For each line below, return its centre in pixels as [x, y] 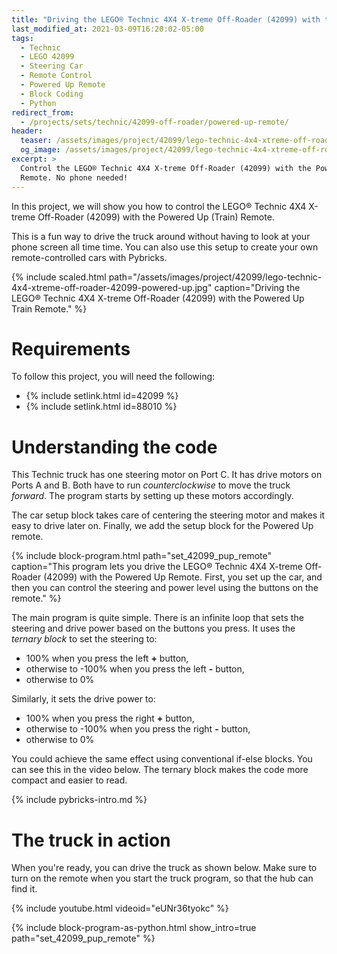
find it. [24, 889]
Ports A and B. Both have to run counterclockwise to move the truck [151, 485]
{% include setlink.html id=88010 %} [101, 407]
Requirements [71, 348]
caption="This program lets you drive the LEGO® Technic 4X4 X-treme [157, 567]
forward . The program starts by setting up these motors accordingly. [152, 496]
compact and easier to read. [69, 780]
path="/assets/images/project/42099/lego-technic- [215, 277]
